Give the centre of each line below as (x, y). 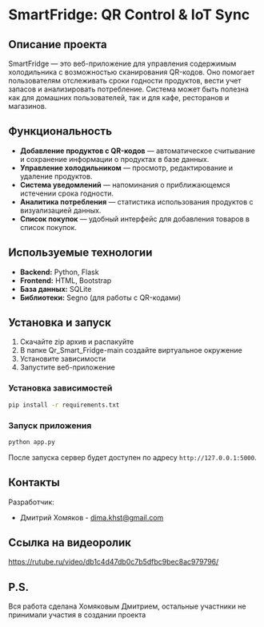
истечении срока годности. (67, 193)
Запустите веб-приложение (68, 367)
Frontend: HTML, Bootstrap (66, 280)
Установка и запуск (60, 323)
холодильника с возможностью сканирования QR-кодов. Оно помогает (132, 72)
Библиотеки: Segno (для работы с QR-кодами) (100, 297)
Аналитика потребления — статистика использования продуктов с (136, 201)
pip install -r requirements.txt (64, 405)
